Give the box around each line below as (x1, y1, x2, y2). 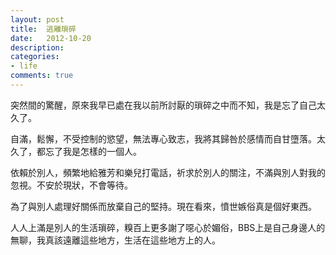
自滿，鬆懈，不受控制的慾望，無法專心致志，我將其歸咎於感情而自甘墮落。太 (10, 132, 326, 145)
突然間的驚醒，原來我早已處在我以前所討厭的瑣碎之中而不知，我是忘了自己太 (10, 99, 326, 111)
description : (10, 42, 65, 53)
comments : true (10, 71, 74, 81)
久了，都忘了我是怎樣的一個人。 (10, 145, 142, 157)
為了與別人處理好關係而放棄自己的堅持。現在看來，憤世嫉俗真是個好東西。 (10, 200, 317, 212)
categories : (10, 52, 60, 62)
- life (10, 61, 38, 71)
